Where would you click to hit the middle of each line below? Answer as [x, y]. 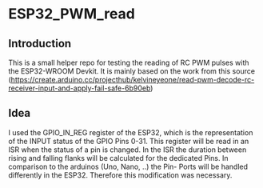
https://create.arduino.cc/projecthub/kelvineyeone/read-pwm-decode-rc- [133, 80]
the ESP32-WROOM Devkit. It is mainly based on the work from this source [132, 71]
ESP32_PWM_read [72, 14]
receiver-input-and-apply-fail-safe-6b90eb [80, 88]
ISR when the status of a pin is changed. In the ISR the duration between [128, 150]
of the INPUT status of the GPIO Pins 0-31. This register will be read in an [129, 141]
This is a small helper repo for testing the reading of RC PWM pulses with [129, 62]
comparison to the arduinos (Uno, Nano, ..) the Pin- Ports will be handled [128, 166]
